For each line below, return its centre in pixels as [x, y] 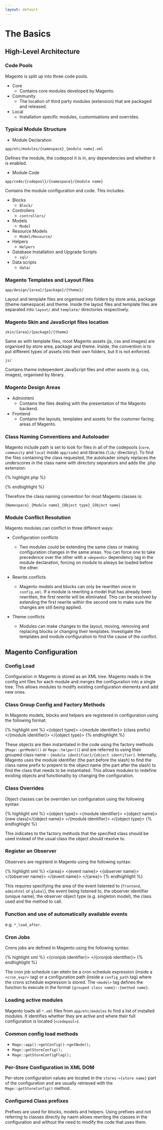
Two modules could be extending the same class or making [79, 547]
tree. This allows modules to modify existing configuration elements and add [81, 687]
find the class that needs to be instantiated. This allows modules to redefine [81, 771]
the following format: [26, 720]
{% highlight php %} [26, 477]
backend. [29, 408]
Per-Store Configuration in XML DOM [50, 1067]
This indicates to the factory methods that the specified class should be [77, 833]
